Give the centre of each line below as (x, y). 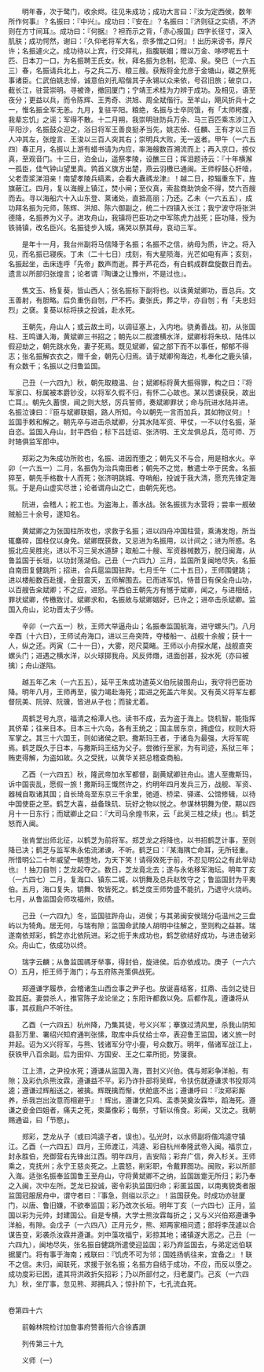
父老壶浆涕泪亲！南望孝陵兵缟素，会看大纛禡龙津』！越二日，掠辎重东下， (128, 178)
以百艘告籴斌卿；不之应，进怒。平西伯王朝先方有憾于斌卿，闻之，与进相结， (132, 590)
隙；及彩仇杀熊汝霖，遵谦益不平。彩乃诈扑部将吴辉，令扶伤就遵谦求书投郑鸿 (132, 1081)
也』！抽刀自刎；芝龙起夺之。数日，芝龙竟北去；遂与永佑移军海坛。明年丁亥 (132, 869)
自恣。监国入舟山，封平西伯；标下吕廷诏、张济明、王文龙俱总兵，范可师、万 (132, 432)
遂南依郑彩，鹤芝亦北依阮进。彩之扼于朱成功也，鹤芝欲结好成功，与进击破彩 (132, 935)
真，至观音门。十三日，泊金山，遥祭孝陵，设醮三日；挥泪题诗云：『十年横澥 (130, 159)
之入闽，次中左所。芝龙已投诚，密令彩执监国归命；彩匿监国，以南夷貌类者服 (132, 1185)
